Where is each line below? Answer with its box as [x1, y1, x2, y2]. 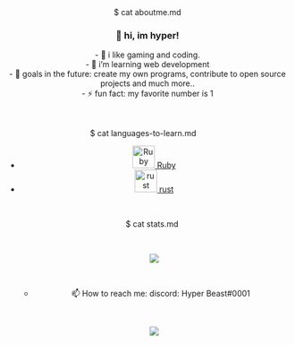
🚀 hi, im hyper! [115, 29, 180, 41]
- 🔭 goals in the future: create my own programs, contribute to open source [9, 69, 286, 80]
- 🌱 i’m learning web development [85, 59, 210, 70]
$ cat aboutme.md [113, 7, 182, 17]
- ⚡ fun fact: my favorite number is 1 [81, 88, 214, 99]
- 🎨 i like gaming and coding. [95, 49, 200, 60]
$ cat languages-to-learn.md [89, 128, 197, 139]
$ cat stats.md [125, 219, 179, 229]
